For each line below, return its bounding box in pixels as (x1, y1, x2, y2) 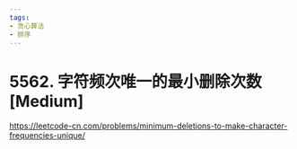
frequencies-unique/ (9, 130, 86, 141)
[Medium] (9, 91, 84, 111)
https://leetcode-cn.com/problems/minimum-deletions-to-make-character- (9, 120, 288, 131)
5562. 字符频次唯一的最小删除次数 (9, 71, 262, 92)
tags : (9, 13, 30, 22)
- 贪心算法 (9, 22, 45, 31)
